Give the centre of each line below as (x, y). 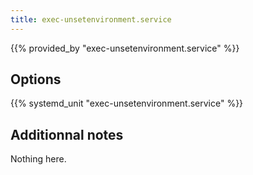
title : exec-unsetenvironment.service (91, 19)
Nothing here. (38, 159)
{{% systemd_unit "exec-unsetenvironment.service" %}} (127, 103)
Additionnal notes (67, 134)
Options (36, 79)
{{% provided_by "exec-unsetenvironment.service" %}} (125, 48)
